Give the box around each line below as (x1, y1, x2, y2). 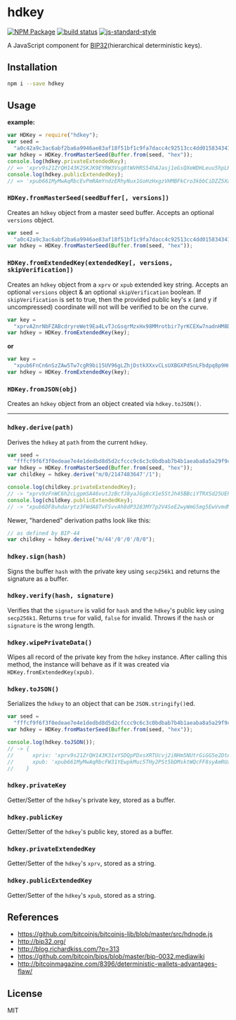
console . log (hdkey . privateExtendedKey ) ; (7, 157, 128, 165)
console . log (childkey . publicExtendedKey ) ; (7, 497, 133, 504)
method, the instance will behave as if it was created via (7, 660, 170, 669)
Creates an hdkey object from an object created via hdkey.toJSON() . (7, 400, 202, 408)
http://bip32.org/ (17, 937, 66, 946)
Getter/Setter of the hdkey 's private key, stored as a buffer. (7, 795, 176, 804)
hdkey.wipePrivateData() (7, 639, 93, 646)
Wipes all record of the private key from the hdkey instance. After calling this (7, 653, 228, 661)
